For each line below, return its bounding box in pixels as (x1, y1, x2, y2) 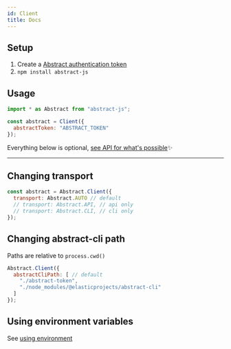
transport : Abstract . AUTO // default (13, 195, 122, 202)
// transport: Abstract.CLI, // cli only (13, 208, 134, 215)
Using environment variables (7, 316, 134, 328)
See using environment (7, 334, 73, 342)
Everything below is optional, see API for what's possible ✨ (7, 143, 173, 151)
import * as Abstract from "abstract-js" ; (7, 106, 131, 113)
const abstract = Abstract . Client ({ (7, 189, 112, 195)
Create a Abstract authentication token (16, 60, 127, 69)
